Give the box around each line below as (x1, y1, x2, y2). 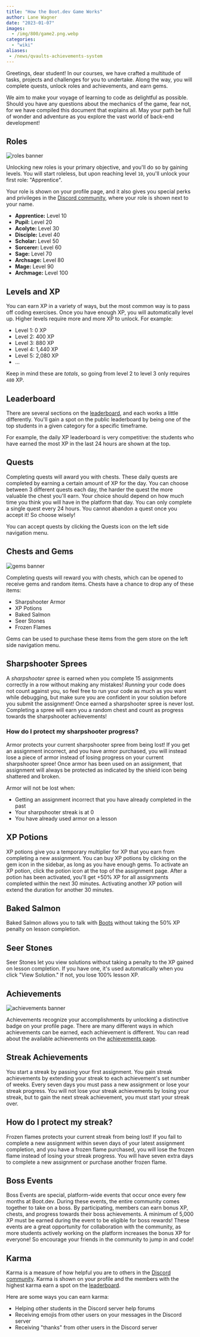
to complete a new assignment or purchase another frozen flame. (6, 1159, 167, 1166)
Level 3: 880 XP (14, 340, 54, 347)
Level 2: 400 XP (14, 333, 55, 340)
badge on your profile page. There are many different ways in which (6, 1022, 174, 1030)
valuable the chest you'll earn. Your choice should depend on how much (6, 492, 184, 499)
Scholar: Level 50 (14, 238, 59, 245)
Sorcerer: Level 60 (14, 244, 61, 251)
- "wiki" (11, 42, 33, 48)
